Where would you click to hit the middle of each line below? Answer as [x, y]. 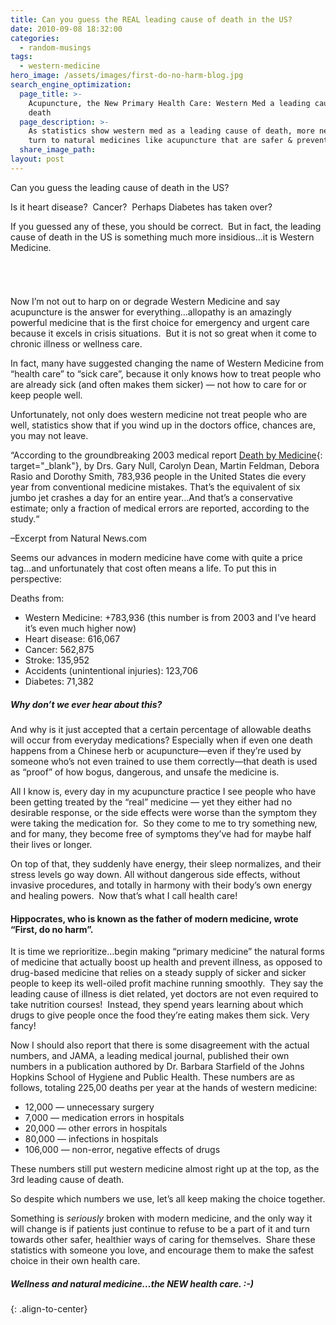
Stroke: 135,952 [57, 660]
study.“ [25, 518]
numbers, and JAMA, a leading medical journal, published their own [150, 1056]
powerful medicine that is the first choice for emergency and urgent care [160, 322]
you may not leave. [49, 435]
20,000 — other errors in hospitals [96, 1128]
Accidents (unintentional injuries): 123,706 [111, 670]
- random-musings [55, 47]
